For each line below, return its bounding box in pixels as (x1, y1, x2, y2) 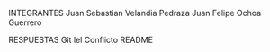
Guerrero (8, 17, 42, 28)
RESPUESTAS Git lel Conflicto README (8, 35, 154, 45)
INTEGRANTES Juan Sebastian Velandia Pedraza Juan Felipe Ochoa (8, 8, 262, 18)
